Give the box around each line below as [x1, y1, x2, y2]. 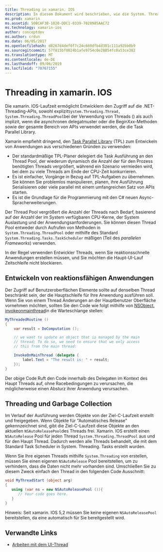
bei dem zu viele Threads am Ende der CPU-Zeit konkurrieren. [12, 169, 137, 174]
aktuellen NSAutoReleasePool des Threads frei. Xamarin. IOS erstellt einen [5, 428, 149, 434]
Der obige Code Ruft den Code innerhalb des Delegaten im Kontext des [5, 375, 148, 381]
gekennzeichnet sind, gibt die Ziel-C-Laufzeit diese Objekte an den [5, 423, 139, 429]
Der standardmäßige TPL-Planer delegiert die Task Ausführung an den [12, 153, 153, 159]
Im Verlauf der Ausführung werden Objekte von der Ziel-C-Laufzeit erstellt [5, 413, 154, 419]
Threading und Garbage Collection [5, 400, 112, 408]
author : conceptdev [5, 30, 45, 35]
